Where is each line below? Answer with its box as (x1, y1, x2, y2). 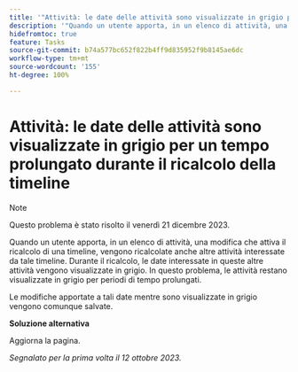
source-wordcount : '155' (9, 63, 101, 72)
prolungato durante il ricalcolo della (9, 154, 277, 174)
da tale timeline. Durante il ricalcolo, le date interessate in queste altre (9, 255, 264, 266)
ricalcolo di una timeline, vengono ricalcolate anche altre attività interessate (9, 245, 286, 257)
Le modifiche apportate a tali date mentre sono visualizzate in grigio (9, 291, 258, 302)
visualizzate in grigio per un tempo (9, 135, 270, 155)
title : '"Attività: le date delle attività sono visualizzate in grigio (9, 12, 284, 22)
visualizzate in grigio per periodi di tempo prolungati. (9, 274, 202, 284)
